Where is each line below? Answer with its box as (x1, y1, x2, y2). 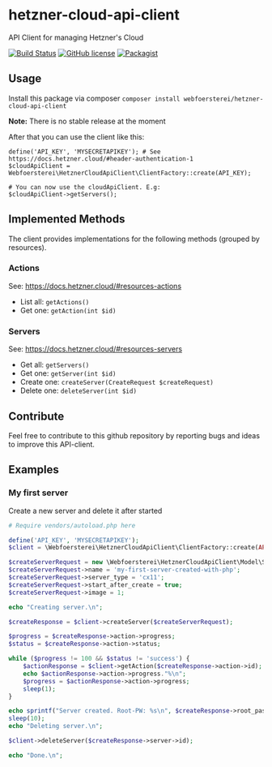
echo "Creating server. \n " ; (8, 603, 104, 611)
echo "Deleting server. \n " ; (8, 722, 104, 730)
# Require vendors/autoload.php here (8, 521, 136, 529)
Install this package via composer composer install (8, 93, 181, 103)
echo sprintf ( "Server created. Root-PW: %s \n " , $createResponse (8, 707, 230, 715)
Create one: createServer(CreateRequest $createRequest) (19, 377, 215, 387)
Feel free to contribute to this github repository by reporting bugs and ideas (8, 430, 261, 440)
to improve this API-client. (8, 439, 96, 449)
